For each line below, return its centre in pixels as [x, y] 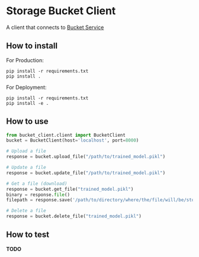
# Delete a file [26, 211]
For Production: [25, 60]
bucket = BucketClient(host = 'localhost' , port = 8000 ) [73, 140]
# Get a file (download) [37, 184]
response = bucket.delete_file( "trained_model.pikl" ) [74, 216]
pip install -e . [28, 103]
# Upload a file [26, 151]
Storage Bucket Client [61, 11]
